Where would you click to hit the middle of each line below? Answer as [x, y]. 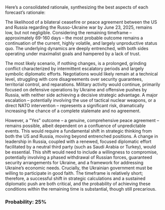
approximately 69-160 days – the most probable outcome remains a [74, 38]
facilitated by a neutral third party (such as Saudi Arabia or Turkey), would [81, 147]
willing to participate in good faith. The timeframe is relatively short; [74, 173]
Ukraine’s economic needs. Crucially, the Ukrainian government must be [79, 168]
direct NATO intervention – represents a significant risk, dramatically [75, 105]
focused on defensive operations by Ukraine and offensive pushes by [76, 90]
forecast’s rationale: [25, 12]
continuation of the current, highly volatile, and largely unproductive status [81, 43]
